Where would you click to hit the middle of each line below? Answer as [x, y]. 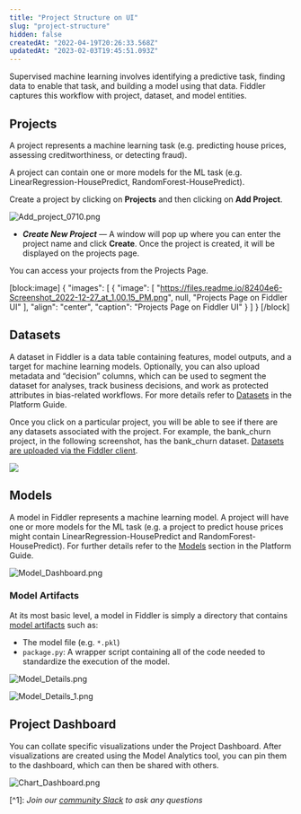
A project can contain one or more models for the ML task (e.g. [126, 172]
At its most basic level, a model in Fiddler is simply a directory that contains [149, 615]
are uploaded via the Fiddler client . [74, 451]
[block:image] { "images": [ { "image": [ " [85, 287]
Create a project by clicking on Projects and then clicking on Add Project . [146, 199]
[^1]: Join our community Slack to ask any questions [106, 800]
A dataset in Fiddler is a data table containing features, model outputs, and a [150, 356]
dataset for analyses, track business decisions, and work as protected [139, 385]
